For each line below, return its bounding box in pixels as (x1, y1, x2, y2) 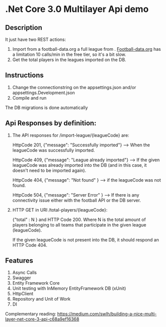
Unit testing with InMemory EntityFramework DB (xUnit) (12, 285, 126, 292)
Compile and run (12, 95, 47, 101)
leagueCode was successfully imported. (12, 147, 95, 153)
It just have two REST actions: (5, 36, 66, 42)
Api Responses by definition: (5, 119, 97, 127)
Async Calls (12, 270, 37, 276)
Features (5, 256, 33, 265)
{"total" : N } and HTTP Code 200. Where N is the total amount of (12, 217, 146, 222)
